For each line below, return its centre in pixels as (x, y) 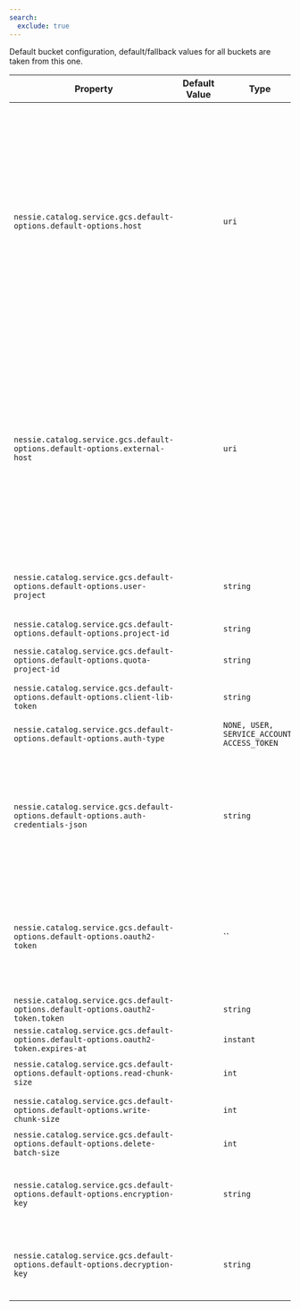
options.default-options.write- (83, 1110)
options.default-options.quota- (83, 660)
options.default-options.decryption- (94, 1264)
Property (94, 89)
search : (24, 17)
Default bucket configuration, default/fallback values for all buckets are (140, 51)
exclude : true (43, 26)
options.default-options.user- (80, 586)
